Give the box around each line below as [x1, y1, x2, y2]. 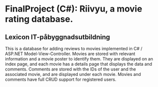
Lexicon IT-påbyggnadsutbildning [5, 33, 110, 41]
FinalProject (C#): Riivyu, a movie [5, 3, 142, 14]
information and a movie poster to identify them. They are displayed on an [5, 56, 153, 61]
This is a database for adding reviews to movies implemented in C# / [5, 46, 142, 51]
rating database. [5, 14, 73, 25]
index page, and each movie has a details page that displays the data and [5, 61, 152, 67]
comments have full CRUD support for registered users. [5, 76, 117, 82]
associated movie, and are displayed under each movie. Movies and [5, 72, 141, 77]
